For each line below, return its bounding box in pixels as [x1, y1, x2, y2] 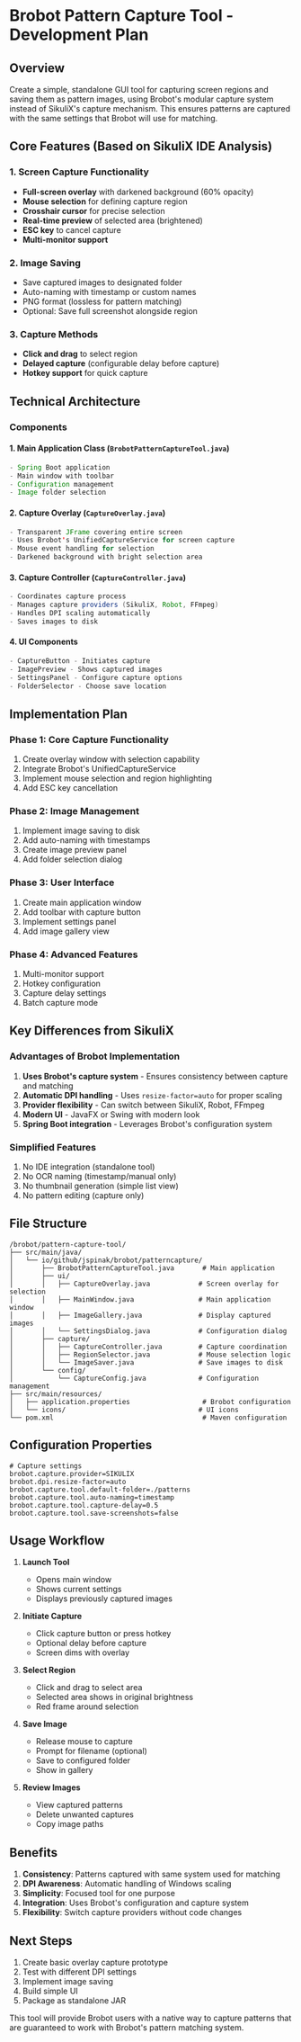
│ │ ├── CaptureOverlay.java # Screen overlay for [9, 1279, 279, 1288]
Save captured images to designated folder [22, 276, 182, 288]
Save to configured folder [35, 1755, 131, 1766]
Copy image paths [35, 1819, 104, 1830]
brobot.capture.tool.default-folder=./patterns [9, 1485, 191, 1494]
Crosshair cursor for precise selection [22, 205, 165, 216]
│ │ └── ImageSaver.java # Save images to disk [9, 1357, 283, 1367]
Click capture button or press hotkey [35, 1628, 172, 1639]
